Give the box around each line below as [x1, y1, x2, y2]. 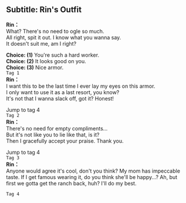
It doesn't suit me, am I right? [6, 40, 77, 47]
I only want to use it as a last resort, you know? [6, 88, 120, 95]
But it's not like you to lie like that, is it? [6, 131, 100, 138]
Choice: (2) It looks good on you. [6, 57, 86, 64]
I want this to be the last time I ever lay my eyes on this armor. [6, 82, 155, 90]
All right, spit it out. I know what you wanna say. [6, 34, 121, 41]
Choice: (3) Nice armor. [6, 64, 64, 71]
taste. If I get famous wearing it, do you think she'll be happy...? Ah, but [6, 173, 178, 180]
